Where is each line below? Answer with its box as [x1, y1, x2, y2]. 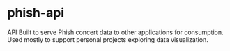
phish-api [7, 5, 65, 21]
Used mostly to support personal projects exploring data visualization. [7, 35, 209, 43]
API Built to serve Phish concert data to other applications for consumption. [7, 28, 224, 36]
